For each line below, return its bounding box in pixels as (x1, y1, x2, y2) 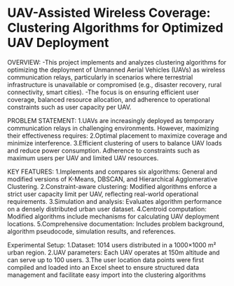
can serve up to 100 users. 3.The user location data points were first (7, 255, 205, 264)
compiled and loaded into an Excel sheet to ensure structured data (7, 263, 200, 271)
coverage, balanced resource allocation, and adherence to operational (7, 95, 210, 103)
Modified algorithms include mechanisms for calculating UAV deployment (7, 212, 219, 221)
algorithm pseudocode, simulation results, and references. (7, 227, 176, 235)
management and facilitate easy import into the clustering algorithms (7, 271, 207, 279)
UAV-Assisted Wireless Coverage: (7, 5, 211, 21)
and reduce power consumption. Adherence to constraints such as (7, 146, 200, 155)
